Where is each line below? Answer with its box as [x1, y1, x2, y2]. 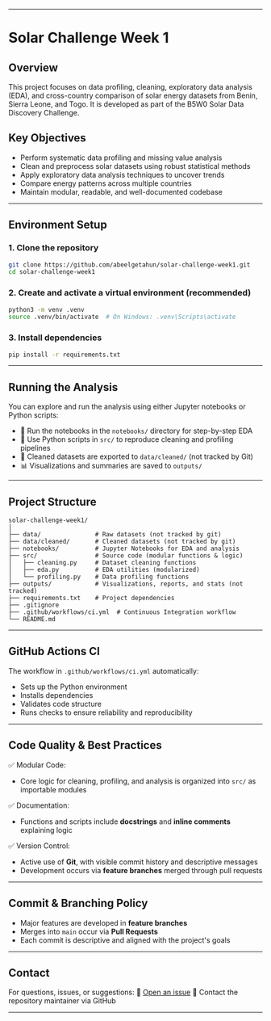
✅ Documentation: [8, 800, 70, 810]
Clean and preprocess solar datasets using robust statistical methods [19, 161, 251, 170]
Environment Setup [8, 218, 107, 232]
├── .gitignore [8, 601, 60, 610]
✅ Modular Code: [8, 760, 66, 770]
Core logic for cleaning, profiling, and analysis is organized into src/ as [19, 776, 256, 786]
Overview [8, 61, 59, 74]
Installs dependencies [19, 690, 94, 700]
